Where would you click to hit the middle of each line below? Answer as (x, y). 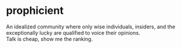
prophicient (35, 11)
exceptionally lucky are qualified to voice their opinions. (73, 32)
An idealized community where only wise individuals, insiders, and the (91, 27)
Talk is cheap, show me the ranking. (49, 39)
